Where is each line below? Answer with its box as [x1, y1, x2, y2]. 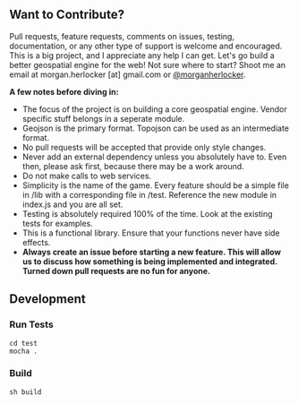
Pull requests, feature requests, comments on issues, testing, [9, 30, 235, 41]
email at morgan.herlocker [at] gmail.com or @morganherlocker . [9, 69, 246, 80]
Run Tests [9, 318, 54, 331]
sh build [9, 387, 42, 397]
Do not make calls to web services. [21, 170, 152, 181]
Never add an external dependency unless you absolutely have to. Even [21, 151, 287, 162]
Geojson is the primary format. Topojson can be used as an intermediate [21, 123, 289, 133]
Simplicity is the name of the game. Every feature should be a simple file [21, 179, 289, 191]
